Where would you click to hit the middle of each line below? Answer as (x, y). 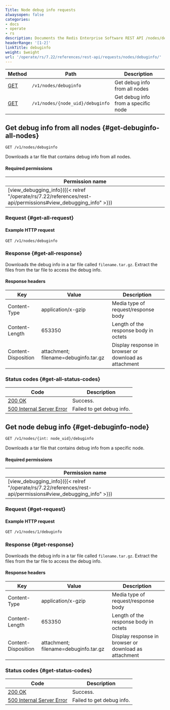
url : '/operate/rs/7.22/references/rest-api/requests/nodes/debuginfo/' (83, 57)
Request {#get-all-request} (40, 218)
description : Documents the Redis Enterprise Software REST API (74, 38)
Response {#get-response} (40, 545)
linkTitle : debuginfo (28, 48)
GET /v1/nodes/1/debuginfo (34, 532)
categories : (18, 19)
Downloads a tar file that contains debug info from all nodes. (68, 157)
